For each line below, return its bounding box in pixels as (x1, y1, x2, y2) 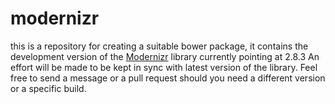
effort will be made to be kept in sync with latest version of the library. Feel (10, 61, 318, 73)
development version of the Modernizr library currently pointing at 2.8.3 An (10, 50, 320, 62)
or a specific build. (10, 82, 87, 94)
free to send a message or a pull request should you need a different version (10, 72, 326, 84)
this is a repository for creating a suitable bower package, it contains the (10, 40, 309, 52)
